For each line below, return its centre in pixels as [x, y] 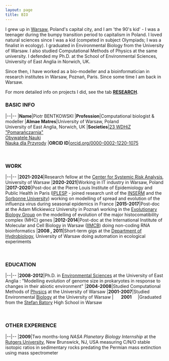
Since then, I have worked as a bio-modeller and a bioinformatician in [78, 71]
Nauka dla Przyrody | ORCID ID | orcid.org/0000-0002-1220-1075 [72, 143]
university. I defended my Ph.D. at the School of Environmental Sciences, [81, 56]
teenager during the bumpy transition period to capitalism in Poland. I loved [84, 34]
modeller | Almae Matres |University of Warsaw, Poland [62, 121]
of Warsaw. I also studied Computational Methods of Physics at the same [81, 51]
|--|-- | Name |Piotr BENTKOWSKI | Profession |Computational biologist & [80, 116]
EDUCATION [21, 265]
